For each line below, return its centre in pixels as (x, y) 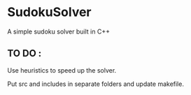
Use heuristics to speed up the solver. (62, 70)
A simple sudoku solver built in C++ (59, 31)
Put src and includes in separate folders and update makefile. (95, 84)
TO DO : (24, 53)
